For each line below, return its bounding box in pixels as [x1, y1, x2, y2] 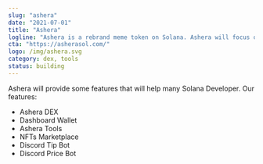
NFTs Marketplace [19, 132, 80, 141]
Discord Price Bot [19, 148, 77, 158]
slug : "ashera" [8, 11, 58, 20]
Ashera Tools [19, 123, 63, 133]
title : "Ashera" [8, 26, 61, 34]
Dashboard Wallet [19, 115, 77, 125]
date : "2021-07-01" [8, 19, 72, 27]
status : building [8, 62, 65, 70]
